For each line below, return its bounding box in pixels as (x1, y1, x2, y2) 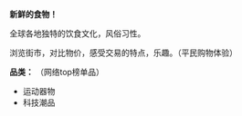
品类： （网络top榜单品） (9, 67, 105, 77)
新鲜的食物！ (9, 9, 58, 19)
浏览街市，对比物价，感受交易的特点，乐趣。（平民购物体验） (9, 47, 237, 58)
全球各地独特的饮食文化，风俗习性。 (9, 28, 146, 39)
